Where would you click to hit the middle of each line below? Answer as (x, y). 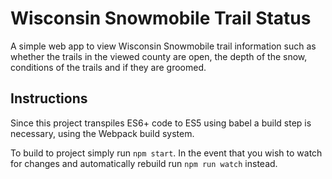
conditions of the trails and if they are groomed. (108, 67)
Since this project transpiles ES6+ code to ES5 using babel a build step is (161, 123)
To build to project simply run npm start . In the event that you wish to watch (166, 153)
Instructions (49, 98)
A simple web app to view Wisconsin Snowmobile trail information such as (163, 46)
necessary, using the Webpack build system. (102, 133)
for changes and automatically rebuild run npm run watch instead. (144, 163)
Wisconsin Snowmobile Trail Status (161, 18)
